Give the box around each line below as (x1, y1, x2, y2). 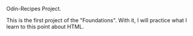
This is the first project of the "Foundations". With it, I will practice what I (6, 17, 187, 23)
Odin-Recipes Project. (6, 5, 62, 12)
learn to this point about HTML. (6, 23, 84, 30)
